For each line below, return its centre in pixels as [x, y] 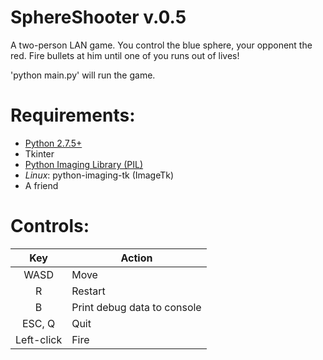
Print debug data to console [136, 307]
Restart [88, 291]
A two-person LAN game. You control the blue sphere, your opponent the [161, 45]
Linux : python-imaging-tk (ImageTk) [99, 175]
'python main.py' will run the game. [83, 75]
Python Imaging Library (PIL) [84, 164]
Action [136, 258]
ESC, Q [38, 323]
